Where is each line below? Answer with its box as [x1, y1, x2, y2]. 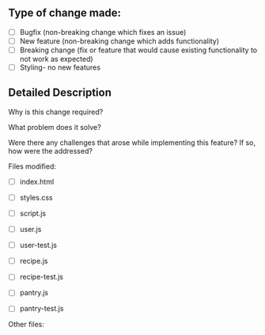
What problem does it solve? [8, 122, 101, 131]
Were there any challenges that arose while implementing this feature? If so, [8, 138, 256, 147]
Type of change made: [8, 6, 121, 20]
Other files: [8, 320, 45, 329]
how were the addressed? [8, 146, 93, 155]
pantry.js [19, 288, 49, 298]
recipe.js [19, 257, 48, 266]
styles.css [19, 192, 53, 202]
